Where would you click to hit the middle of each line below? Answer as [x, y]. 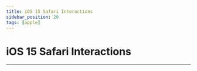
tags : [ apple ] [23, 22]
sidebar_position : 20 [33, 17]
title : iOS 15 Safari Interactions [50, 11]
